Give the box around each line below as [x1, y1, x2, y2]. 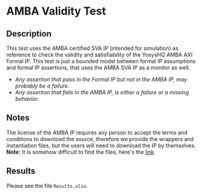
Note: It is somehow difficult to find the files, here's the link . [6, 148, 156, 156]
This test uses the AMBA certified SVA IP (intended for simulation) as [6, 44, 179, 52]
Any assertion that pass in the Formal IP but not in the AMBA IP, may [15, 76, 187, 83]
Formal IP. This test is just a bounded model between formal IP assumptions [6, 58, 196, 64]
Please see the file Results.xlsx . [6, 182, 88, 189]
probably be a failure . [15, 82, 70, 89]
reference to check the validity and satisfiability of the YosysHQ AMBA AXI [6, 51, 193, 58]
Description [6, 29, 52, 39]
